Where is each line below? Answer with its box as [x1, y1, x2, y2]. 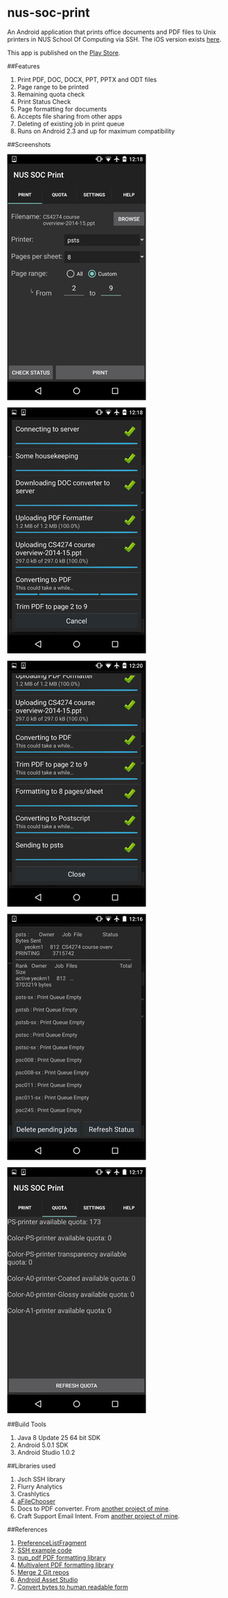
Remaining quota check [17, 90, 85, 98]
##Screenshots [7, 140, 51, 148]
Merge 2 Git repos [17, 1568, 69, 1577]
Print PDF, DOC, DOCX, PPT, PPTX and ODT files [17, 75, 157, 84]
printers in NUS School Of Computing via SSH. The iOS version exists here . [7, 35, 222, 43]
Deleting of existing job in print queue [17, 119, 125, 127]
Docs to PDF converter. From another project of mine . [17, 1504, 171, 1513]
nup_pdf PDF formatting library [17, 1553, 106, 1561]
